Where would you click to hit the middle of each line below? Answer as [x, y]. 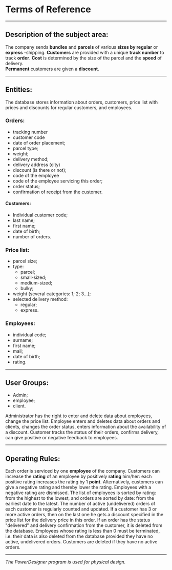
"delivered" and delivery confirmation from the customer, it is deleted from [84, 525]
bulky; [27, 289]
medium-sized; [36, 283]
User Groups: [27, 383]
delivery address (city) [36, 165]
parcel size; [25, 261]
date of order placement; [39, 142]
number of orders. [32, 237]
